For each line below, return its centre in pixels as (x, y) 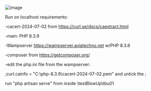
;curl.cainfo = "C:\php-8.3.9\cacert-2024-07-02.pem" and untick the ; (76, 74)
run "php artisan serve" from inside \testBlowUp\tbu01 (59, 83)
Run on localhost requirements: (37, 17)
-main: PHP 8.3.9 (22, 36)
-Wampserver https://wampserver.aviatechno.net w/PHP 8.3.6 (68, 45)
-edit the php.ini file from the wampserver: (48, 64)
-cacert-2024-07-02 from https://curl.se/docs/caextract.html (67, 26)
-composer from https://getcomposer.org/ (48, 55)
